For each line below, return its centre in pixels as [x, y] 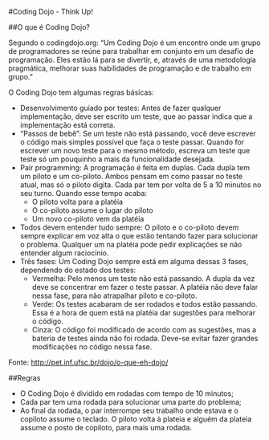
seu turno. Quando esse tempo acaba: [83, 193]
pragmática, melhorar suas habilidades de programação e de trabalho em [130, 68]
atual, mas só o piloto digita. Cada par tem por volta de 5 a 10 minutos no [141, 185]
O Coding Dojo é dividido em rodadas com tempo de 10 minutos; [127, 393]
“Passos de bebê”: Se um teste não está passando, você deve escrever [138, 133]
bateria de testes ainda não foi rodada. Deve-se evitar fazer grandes [145, 338]
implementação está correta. [67, 125]
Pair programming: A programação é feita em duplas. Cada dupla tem [135, 167]
